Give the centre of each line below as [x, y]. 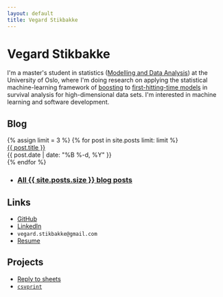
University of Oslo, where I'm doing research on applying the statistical [107, 80]
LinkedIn [29, 226]
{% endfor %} [27, 162]
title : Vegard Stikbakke [43, 20]
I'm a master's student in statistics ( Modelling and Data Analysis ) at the [107, 73]
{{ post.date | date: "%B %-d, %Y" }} [59, 155]
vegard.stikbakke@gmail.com [57, 234]
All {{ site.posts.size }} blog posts [74, 180]
